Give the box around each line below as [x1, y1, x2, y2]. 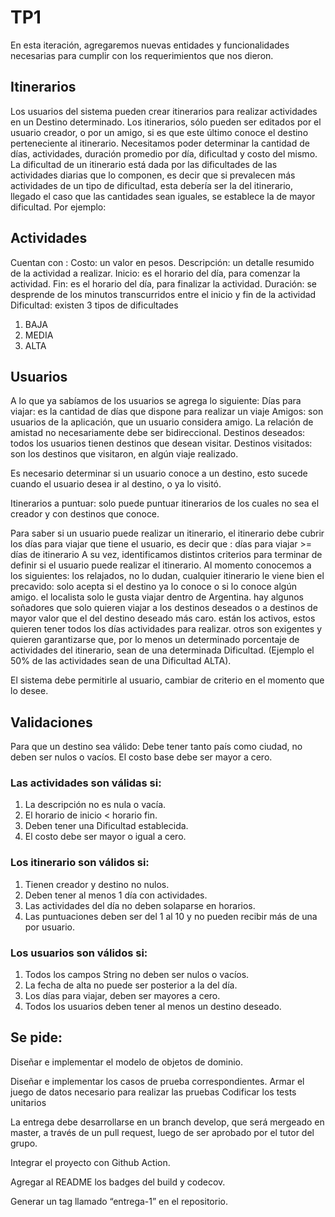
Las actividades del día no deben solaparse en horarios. [24, 899, 256, 911]
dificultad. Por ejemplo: [10, 201, 107, 213]
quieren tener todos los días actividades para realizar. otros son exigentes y [10, 623, 323, 635]
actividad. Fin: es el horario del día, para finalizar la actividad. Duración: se [10, 277, 318, 290]
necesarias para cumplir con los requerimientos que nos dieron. [10, 49, 274, 61]
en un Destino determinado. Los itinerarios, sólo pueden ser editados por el [10, 116, 322, 128]
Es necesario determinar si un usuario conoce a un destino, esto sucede [10, 467, 308, 480]
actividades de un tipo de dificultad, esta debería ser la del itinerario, [10, 179, 293, 191]
